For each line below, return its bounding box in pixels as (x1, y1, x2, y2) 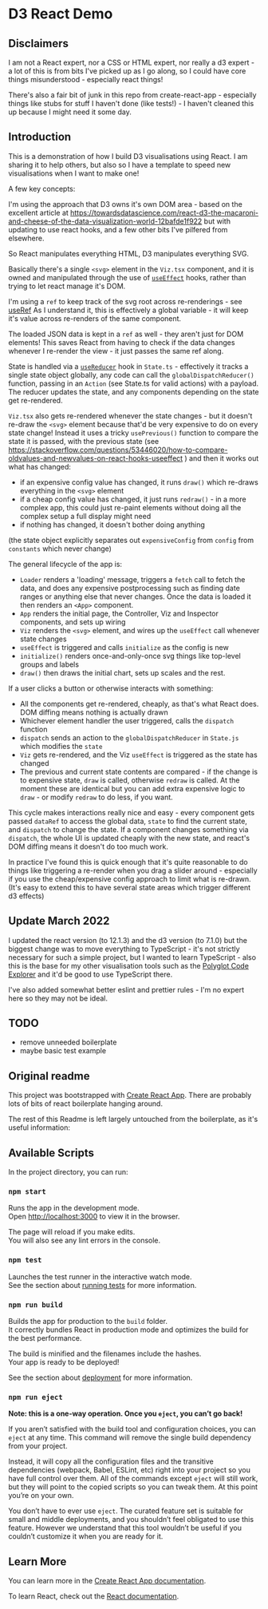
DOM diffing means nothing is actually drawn (19, 707, 169, 717)
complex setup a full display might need (19, 511, 152, 521)
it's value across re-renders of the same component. (8, 313, 182, 323)
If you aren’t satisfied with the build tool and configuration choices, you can (8, 1425, 257, 1434)
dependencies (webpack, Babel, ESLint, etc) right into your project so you (8, 1465, 251, 1475)
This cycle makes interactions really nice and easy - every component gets (8, 807, 255, 817)
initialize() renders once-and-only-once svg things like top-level (19, 651, 241, 660)
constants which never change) (8, 544, 112, 553)
